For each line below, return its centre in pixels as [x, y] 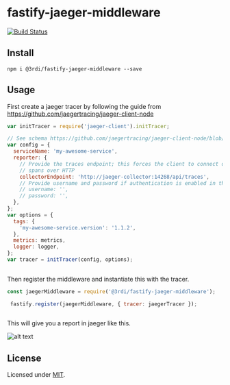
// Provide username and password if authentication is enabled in [117, 183]
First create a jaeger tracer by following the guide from [84, 106]
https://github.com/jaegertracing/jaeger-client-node [80, 114]
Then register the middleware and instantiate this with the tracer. [98, 279]
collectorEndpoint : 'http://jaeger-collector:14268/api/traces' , [115, 177]
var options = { [30, 215]
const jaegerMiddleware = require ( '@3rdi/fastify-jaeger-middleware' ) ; [111, 291]
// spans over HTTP [47, 170]
